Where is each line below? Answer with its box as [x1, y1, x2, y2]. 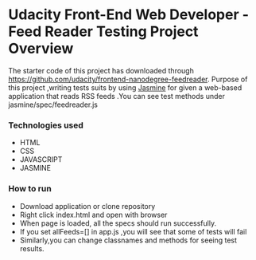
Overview [8, 40, 74, 57]
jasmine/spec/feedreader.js [8, 100, 98, 109]
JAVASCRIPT [19, 155, 63, 164]
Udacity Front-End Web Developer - [8, 6, 249, 24]
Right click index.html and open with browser [19, 210, 168, 219]
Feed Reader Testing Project [8, 22, 199, 41]
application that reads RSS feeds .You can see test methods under [8, 91, 225, 100]
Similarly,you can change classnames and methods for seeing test [19, 235, 237, 245]
